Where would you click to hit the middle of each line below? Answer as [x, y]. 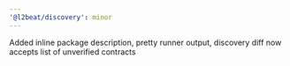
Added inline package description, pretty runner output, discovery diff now [145, 42]
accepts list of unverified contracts [72, 51]
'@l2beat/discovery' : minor [61, 17]
